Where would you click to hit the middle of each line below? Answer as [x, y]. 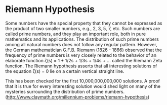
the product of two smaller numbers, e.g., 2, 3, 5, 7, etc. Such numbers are [83, 28]
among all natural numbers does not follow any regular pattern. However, [81, 44]
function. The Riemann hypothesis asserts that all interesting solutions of [81, 66]
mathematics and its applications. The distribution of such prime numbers [82, 39]
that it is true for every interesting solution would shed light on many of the [83, 86]
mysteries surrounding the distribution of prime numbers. [65, 91]
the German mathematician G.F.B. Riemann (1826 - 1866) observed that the [83, 50]
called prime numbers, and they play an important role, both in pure [75, 34]
